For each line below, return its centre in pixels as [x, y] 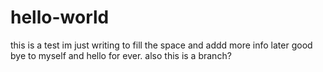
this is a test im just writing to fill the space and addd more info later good [161, 45]
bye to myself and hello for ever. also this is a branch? [121, 55]
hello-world [60, 17]
